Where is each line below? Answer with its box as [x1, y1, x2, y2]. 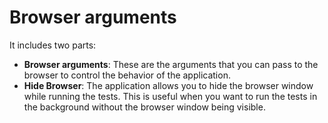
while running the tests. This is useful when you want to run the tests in [23, 90, 318, 102]
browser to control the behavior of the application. [23, 69, 231, 81]
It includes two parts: [9, 39, 97, 51]
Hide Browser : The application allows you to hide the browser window [23, 79, 314, 91]
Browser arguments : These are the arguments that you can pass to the [23, 58, 319, 70]
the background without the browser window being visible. [23, 101, 266, 113]
